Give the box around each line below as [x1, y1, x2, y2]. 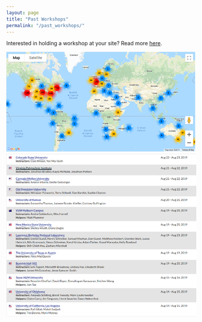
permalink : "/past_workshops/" [6, 22, 85, 28]
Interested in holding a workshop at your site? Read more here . [6, 40, 163, 47]
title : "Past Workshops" [6, 16, 69, 22]
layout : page [6, 10, 39, 16]
